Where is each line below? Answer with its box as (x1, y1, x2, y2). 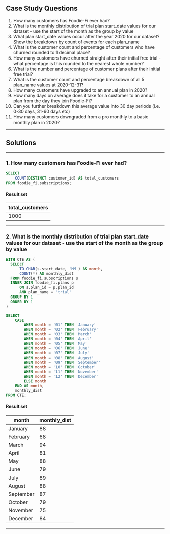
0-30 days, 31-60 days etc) (13, 108, 70, 114)
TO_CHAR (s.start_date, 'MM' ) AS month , (19, 266, 103, 271)
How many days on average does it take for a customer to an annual (13, 92, 155, 98)
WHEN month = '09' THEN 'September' (24, 360, 101, 365)
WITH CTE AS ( (6, 257, 36, 262)
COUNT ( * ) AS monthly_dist (19, 271, 74, 276)
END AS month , (15, 383, 44, 388)
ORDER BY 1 (10, 299, 33, 304)
